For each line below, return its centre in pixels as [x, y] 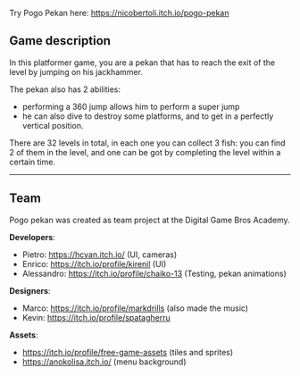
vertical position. [53, 125]
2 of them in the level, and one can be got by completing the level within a [145, 152]
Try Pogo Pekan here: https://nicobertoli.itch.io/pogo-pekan [119, 13]
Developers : [32, 237]
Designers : [30, 290]
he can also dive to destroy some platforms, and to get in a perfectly [148, 116]
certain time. [33, 162]
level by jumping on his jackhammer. [76, 71]
